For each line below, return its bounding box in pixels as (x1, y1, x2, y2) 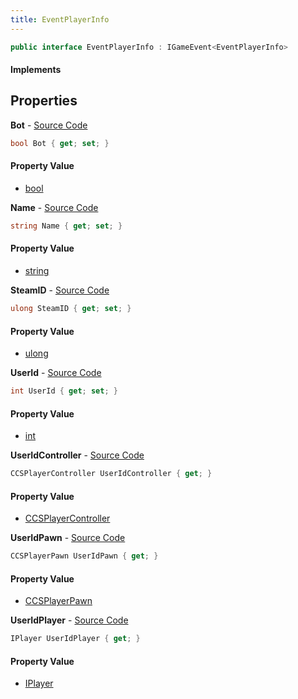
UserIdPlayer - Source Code (10, 614, 129, 626)
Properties (10, 92, 78, 110)
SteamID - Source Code (10, 284, 110, 296)
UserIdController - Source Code (10, 449, 145, 461)
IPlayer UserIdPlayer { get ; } (10, 634, 141, 644)
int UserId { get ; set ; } (10, 386, 118, 396)
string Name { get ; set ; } (10, 221, 123, 231)
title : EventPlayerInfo (10, 14, 110, 25)
